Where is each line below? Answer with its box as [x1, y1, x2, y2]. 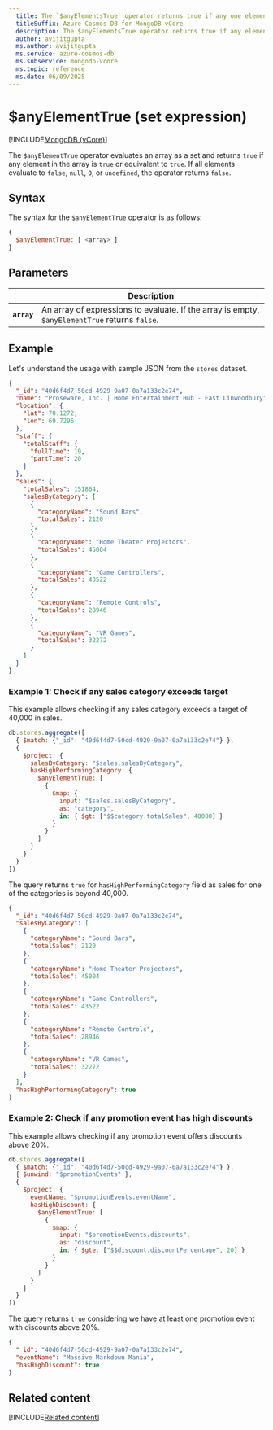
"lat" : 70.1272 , [23, 409, 79, 418]
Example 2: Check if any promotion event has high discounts [8, 1113, 253, 1124]
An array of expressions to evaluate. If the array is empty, [41, 304, 260, 315]
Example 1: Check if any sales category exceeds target [8, 685, 229, 697]
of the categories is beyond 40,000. [8, 888, 128, 898]
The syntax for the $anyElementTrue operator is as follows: [8, 212, 202, 222]
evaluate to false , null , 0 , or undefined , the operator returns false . [8, 168, 232, 177]
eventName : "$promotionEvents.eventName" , [29, 1193, 176, 1201]
